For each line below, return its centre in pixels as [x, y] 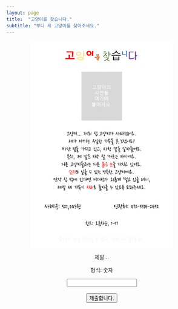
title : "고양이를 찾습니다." [39, 19]
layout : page [23, 13]
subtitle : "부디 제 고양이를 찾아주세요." [53, 25]
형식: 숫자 [102, 270]
